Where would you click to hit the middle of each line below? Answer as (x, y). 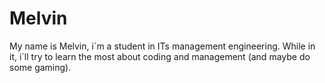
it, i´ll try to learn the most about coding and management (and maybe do (160, 56)
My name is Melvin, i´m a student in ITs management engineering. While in (162, 46)
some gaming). (40, 67)
